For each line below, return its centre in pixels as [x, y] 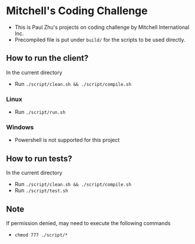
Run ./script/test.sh [41, 190]
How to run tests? [39, 158]
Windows [20, 127]
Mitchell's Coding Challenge [77, 11]
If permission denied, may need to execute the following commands [88, 223]
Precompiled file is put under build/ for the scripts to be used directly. [100, 39]
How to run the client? [47, 58]
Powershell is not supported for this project [67, 140]
